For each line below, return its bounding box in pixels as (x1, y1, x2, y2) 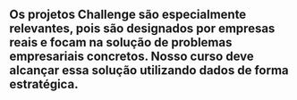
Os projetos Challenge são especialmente (9, 7, 247, 22)
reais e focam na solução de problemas (9, 35, 233, 50)
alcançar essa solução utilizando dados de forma (9, 62, 289, 79)
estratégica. (9, 77, 79, 92)
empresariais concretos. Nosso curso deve (9, 49, 254, 64)
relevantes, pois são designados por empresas (9, 21, 276, 37)
